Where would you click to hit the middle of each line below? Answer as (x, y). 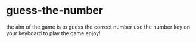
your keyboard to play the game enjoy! (53, 33)
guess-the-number (55, 10)
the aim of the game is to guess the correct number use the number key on (98, 27)
